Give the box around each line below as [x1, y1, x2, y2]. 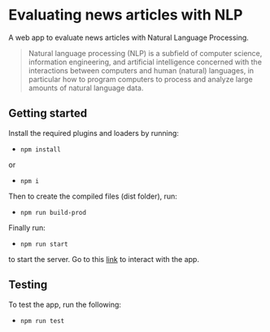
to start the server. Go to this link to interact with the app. [8, 254, 199, 264]
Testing [8, 278, 48, 292]
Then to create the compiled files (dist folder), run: [8, 191, 177, 201]
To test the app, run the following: [8, 299, 122, 309]
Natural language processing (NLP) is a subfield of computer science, [28, 48, 263, 58]
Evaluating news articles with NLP [8, 6, 243, 24]
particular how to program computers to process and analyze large [28, 74, 254, 84]
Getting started [8, 107, 88, 120]
